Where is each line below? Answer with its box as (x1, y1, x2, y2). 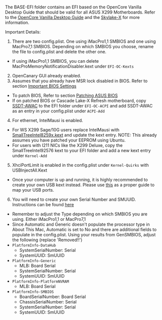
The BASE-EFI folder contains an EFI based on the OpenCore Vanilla (5, 4, 142, 10)
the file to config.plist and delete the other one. (12, 49, 107, 54)
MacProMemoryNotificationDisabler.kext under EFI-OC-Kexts (12, 63, 134, 69)
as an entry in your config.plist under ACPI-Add (12, 108, 105, 114)
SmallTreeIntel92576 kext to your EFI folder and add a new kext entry (12, 148, 151, 153)
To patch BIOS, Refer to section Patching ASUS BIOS (12, 92, 118, 98)
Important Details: (5, 29, 41, 35)
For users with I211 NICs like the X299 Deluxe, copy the (12, 142, 123, 148)
